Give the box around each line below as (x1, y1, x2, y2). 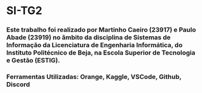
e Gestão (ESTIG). (6, 56, 60, 65)
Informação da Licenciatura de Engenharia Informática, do (6, 41, 183, 50)
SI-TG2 (6, 4, 43, 18)
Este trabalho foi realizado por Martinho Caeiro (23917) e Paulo (6, 26, 197, 34)
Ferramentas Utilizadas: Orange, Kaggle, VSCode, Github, (6, 73, 182, 81)
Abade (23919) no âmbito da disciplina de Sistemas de (6, 33, 171, 42)
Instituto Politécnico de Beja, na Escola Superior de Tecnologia (6, 48, 195, 57)
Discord (6, 80, 31, 89)
